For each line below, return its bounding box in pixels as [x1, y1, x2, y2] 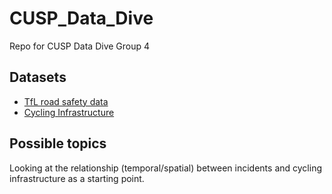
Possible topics [9, 135, 107, 152]
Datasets [9, 69, 67, 86]
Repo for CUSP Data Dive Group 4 [9, 40, 151, 52]
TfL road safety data [23, 95, 109, 107]
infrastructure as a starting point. [9, 172, 145, 184]
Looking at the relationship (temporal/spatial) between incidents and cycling [9, 162, 322, 174]
